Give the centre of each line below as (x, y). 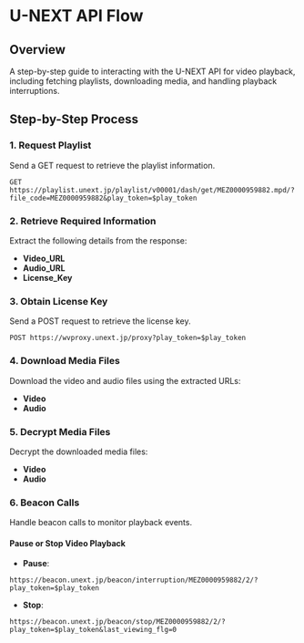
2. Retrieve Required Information (83, 221)
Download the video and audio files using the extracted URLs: (125, 380)
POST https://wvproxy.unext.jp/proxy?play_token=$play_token (128, 338)
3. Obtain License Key (59, 301)
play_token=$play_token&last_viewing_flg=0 (93, 630)
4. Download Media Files (65, 361)
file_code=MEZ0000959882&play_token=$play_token (103, 198)
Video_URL (44, 258)
